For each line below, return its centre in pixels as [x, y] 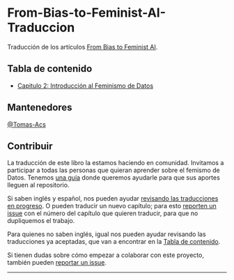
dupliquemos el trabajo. [41, 221]
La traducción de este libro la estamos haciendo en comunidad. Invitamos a [116, 163]
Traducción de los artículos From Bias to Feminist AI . [83, 47]
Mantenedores [40, 108]
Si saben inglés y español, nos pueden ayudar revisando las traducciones [113, 199]
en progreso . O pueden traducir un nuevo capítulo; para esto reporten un [112, 206]
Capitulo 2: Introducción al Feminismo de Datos [85, 86]
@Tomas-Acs [27, 124]
